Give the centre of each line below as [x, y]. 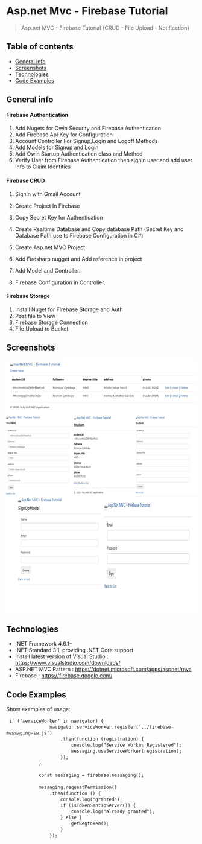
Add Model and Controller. [48, 270]
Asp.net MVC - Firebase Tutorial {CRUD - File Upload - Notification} [105, 28]
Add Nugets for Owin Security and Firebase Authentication [88, 129]
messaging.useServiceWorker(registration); [126, 751]
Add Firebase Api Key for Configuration [64, 135]
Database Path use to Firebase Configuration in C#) [79, 235]
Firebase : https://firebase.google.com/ [64, 676]
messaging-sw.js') [29, 733]
